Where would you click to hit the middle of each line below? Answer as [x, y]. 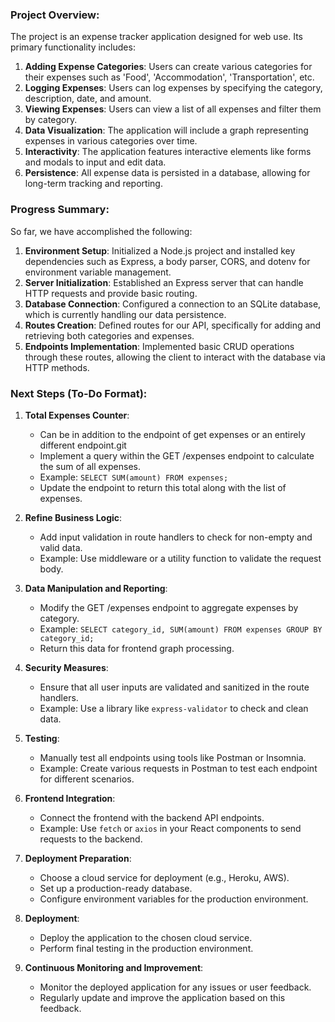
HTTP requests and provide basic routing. [111, 293]
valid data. [61, 547]
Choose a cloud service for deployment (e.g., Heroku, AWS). [164, 877]
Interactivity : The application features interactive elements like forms [168, 152]
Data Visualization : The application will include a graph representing [166, 130]
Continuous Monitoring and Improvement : [114, 967]
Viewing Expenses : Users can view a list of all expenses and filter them [173, 109]
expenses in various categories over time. [111, 141]
